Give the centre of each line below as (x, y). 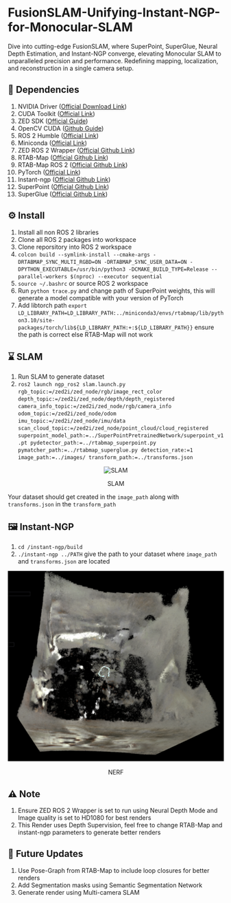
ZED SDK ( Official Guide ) (53, 121)
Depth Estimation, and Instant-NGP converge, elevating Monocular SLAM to (114, 54)
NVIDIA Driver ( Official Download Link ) (72, 106)
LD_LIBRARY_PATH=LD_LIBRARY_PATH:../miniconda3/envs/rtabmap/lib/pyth (121, 313)
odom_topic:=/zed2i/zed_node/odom (67, 414)
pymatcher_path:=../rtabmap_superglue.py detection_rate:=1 (105, 450)
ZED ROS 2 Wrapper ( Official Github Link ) (76, 150)
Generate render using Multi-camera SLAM (78, 892)
